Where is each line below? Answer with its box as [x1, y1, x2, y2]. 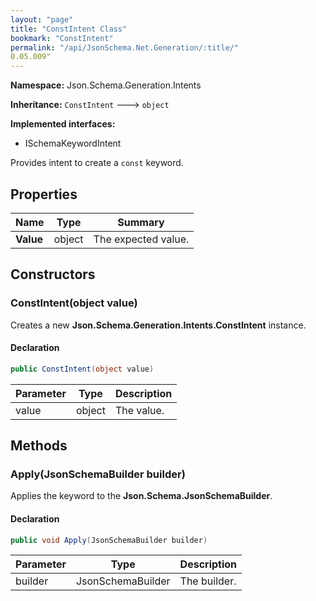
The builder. [179, 574, 237, 588]
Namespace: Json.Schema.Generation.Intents [10, 79, 202, 91]
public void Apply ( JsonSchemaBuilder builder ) [10, 535, 208, 545]
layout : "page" [10, 14, 74, 25]
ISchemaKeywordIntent [24, 137, 122, 150]
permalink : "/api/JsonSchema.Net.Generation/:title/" [10, 42, 240, 53]
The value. [114, 403, 165, 417]
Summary [117, 215, 165, 229]
